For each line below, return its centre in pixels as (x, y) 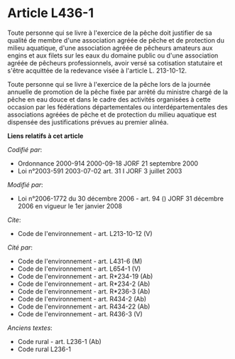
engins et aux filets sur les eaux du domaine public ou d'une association (113, 55)
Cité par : (20, 247)
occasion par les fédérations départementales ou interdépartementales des (118, 107)
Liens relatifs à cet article (45, 136)
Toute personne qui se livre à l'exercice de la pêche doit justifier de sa (110, 33)
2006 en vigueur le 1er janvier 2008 (70, 206)
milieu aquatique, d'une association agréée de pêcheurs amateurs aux (110, 48)
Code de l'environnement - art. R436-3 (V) (80, 314)
